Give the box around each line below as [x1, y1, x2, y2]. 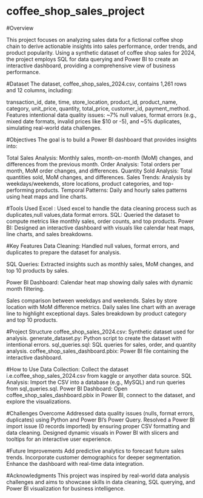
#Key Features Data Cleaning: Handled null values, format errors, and [6, 242, 180, 250]
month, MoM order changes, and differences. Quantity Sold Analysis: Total [6, 167, 193, 174]
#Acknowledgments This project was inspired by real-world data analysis [6, 472, 190, 479]
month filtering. [6, 285, 45, 292]
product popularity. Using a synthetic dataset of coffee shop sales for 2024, [6, 49, 196, 56]
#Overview [6, 24, 34, 32]
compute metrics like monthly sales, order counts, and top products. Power [6, 217, 195, 225]
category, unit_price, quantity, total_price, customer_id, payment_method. [6, 104, 190, 112]
